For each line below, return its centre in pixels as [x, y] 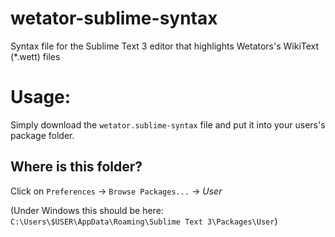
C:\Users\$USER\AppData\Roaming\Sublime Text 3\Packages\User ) [144, 221]
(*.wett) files [35, 56]
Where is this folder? [76, 167]
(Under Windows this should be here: [87, 210]
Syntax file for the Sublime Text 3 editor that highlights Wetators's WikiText [165, 46]
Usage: [41, 97]
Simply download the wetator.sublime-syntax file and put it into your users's [168, 124]
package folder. [42, 135]
